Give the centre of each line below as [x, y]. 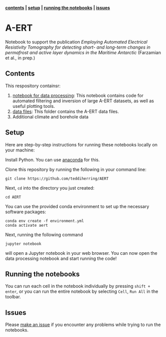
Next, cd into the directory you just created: [50, 188]
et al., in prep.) [20, 58]
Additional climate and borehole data [50, 117]
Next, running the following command [44, 234]
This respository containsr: [33, 86]
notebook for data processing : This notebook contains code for [78, 95]
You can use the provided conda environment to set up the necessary [77, 206]
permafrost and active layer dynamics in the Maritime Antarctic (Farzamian [83, 52]
